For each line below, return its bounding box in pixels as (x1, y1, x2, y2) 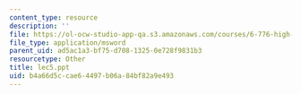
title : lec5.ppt (9, 64, 70, 73)
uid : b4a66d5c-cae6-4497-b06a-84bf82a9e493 (9, 72, 175, 81)
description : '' (9, 21, 70, 30)
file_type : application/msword (9, 38, 126, 47)
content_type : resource (9, 13, 99, 22)
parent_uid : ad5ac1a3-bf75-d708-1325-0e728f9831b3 (9, 47, 202, 56)
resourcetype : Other (9, 55, 87, 64)
